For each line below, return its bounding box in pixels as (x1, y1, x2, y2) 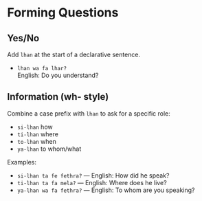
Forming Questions (7, 5, 119, 21)
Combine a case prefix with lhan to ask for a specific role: (7, 109, 170, 118)
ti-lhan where (16, 129, 58, 138)
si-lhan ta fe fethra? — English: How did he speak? (16, 171, 170, 180)
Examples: (7, 158, 36, 166)
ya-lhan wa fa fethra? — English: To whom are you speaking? (16, 186, 195, 194)
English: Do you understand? (16, 71, 99, 79)
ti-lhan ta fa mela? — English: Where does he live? (16, 178, 167, 187)
